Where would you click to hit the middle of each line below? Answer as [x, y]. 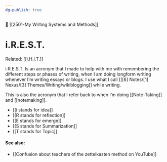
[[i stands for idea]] [33, 110]
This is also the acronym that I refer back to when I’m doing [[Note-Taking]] [84, 95]
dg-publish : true [24, 10]
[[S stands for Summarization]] [45, 126]
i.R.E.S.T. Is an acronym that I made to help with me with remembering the [82, 68]
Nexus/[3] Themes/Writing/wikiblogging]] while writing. [63, 85]
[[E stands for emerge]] [37, 120]
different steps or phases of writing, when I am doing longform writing [78, 74]
